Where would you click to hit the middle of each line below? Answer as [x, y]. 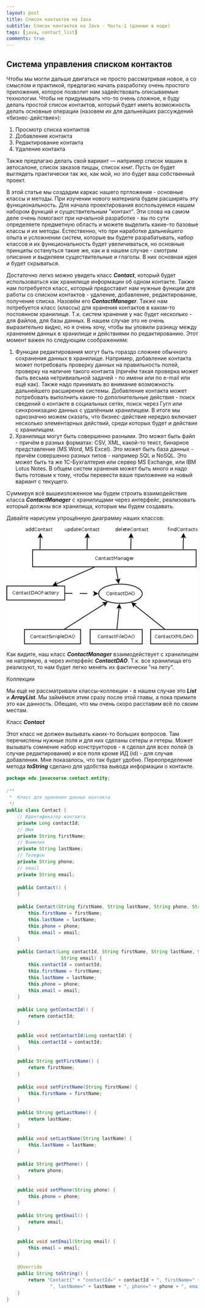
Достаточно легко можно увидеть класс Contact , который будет [91, 275]
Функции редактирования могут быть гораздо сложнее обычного [101, 351]
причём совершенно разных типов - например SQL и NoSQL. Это [101, 455]
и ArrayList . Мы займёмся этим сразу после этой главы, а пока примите [101, 697]
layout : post [23, 13]
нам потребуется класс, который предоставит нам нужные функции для [101, 288]
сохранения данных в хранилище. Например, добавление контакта [103, 358]
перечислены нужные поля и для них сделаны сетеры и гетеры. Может [100, 740]
